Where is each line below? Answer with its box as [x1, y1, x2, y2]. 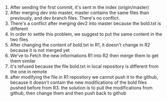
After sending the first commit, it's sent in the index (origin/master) [10, 5, 149, 10]
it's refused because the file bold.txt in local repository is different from [10, 63, 159, 69]
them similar [10, 58, 36, 64]
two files [10, 36, 28, 42]
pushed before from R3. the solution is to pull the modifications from [10, 85, 153, 90]
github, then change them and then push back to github [10, 90, 127, 96]
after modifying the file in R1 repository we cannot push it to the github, [10, 74, 158, 80]
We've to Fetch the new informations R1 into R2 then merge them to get [10, 53, 159, 59]
